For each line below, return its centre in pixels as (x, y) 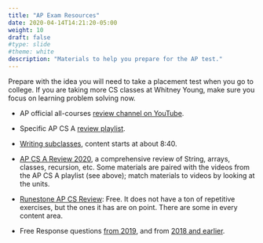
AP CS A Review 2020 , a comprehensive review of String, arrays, (124, 158)
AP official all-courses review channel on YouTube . (102, 113)
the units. (35, 183)
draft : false (29, 37)
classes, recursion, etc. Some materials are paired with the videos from (134, 167)
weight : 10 (26, 30)
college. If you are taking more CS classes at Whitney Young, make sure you (131, 89)
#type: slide (29, 45)
